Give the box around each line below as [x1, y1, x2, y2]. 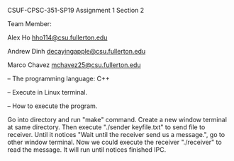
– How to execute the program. [7, 102, 98, 110]
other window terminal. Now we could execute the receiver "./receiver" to [7, 138, 222, 146]
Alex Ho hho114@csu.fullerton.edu [7, 33, 108, 42]
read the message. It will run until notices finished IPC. [7, 145, 167, 154]
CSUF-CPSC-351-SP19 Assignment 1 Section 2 [7, 6, 145, 14]
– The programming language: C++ [7, 74, 110, 83]
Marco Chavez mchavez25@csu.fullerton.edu [7, 61, 141, 69]
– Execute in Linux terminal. [7, 88, 88, 96]
